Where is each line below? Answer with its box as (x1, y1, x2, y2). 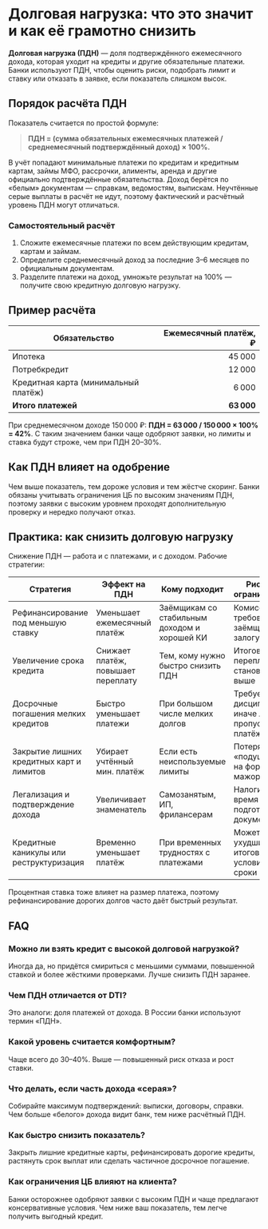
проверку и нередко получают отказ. (8, 507, 136, 516)
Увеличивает (95, 794, 146, 805)
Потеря (234, 741, 262, 752)
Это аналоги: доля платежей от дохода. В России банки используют (8, 1008, 242, 1017)
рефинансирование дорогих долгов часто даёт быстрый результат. (8, 896, 238, 905)
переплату (95, 675, 138, 686)
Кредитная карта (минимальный (12, 376, 140, 388)
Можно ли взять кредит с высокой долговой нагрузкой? (8, 943, 240, 954)
